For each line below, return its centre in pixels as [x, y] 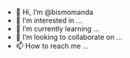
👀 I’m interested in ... [49, 20]
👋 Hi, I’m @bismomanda [54, 12]
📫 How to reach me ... [52, 46]
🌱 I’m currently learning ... [58, 29]
